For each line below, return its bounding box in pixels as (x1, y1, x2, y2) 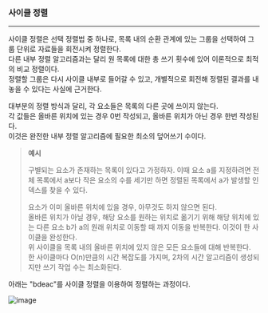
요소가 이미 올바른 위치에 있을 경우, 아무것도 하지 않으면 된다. (27, 203, 218, 212)
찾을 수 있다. (49, 186, 88, 195)
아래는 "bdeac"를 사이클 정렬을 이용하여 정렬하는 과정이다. (8, 279, 191, 289)
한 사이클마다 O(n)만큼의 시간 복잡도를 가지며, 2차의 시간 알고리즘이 (27, 252, 238, 262)
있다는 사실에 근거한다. (31, 84, 102, 94)
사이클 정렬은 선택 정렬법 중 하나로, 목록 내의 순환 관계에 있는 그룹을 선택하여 (8, 34, 246, 44)
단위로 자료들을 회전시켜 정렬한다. (16, 44, 121, 54)
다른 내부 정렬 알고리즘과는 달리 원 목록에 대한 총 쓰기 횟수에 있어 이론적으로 (8, 54, 245, 64)
